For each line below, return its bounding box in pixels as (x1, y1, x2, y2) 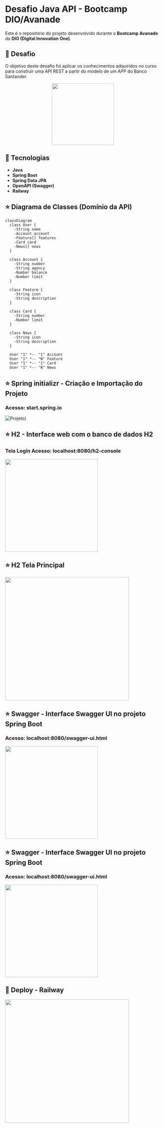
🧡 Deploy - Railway (5, 986, 64, 994)
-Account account (14, 231, 50, 236)
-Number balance (14, 270, 48, 275)
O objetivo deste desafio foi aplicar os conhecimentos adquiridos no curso (5, 63, 157, 69)
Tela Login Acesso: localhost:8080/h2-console (5, 448, 121, 455)
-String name (14, 227, 41, 232)
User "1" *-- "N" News (9, 365, 56, 370)
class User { (9, 223, 37, 228)
